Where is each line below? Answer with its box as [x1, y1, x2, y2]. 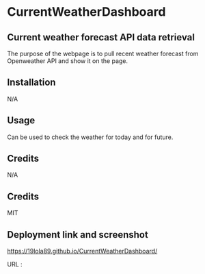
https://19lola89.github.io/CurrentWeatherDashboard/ [7, 247, 158, 256]
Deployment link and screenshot [7, 229, 148, 240]
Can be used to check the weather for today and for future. [7, 133, 174, 141]
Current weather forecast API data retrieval [7, 32, 195, 43]
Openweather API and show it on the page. [7, 57, 128, 65]
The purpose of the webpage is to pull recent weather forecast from [7, 49, 199, 58]
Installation [7, 77, 56, 88]
